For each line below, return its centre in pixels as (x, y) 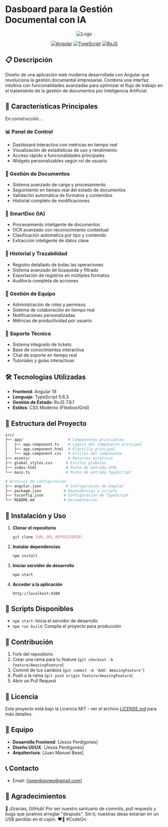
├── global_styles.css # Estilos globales (56, 463)
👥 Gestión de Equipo (30, 293)
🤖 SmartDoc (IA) (25, 214)
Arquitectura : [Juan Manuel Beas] (48, 753)
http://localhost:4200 (36, 593)
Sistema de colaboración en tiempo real (53, 310)
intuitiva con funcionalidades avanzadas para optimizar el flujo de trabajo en (84, 85)
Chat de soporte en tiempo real (45, 355)
